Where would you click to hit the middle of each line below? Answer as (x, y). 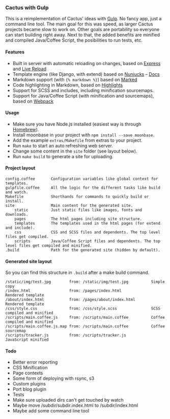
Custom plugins (29, 384)
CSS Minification (30, 368)
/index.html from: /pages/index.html (64, 291)
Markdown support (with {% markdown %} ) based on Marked (75, 79)
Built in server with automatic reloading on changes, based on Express (87, 63)
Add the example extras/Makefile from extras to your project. (77, 140)
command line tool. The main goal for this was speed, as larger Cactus (79, 24)
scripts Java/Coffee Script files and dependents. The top (87, 241)
